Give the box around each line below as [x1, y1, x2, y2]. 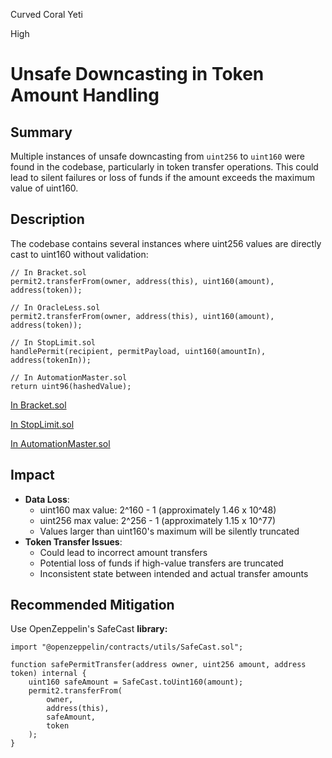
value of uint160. [10, 182, 79, 194]
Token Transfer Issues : [24, 535, 123, 548]
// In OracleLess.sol [10, 302, 101, 313]
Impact [10, 467, 55, 484]
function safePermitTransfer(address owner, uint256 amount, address [10, 660, 307, 670]
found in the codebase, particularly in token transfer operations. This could [10, 161, 319, 173]
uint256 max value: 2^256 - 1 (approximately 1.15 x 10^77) [39, 514, 276, 526]
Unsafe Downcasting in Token [10, 63, 265, 86]
